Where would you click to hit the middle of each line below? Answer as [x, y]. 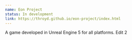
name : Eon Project [24, 10]
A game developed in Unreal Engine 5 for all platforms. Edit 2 [66, 33]
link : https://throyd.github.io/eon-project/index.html [63, 19]
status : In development [29, 14]
